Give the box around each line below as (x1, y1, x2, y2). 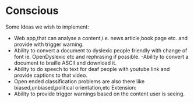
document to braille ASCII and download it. (13, 59, 117, 66)
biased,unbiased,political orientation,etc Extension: (13, 84, 137, 91)
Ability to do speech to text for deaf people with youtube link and (13, 65, 170, 72)
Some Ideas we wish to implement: (5, 23, 90, 30)
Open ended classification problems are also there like (13, 77, 145, 85)
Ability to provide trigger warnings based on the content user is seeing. (13, 90, 185, 97)
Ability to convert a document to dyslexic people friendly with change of (13, 47, 188, 54)
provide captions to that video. (13, 72, 88, 79)
